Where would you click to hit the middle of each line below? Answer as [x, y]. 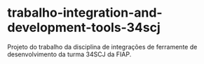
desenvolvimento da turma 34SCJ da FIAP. [69, 54]
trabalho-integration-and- [85, 13]
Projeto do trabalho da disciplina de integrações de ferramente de [102, 47]
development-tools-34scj [84, 27]
